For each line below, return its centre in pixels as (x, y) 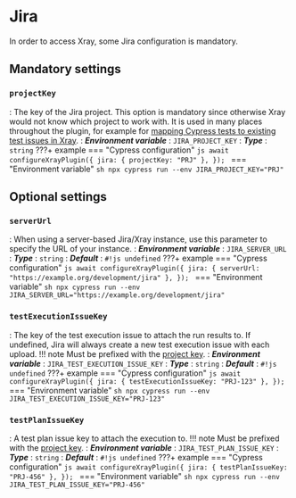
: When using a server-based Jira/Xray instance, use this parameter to (138, 239)
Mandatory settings (66, 69)
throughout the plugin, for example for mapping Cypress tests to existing (143, 130)
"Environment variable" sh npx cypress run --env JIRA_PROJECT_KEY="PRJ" (147, 169)
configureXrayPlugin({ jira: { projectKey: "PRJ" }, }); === (128, 159)
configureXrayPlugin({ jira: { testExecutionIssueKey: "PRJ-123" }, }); (147, 381)
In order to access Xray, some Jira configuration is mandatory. (124, 41)
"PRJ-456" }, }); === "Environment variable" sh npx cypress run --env (145, 476)
